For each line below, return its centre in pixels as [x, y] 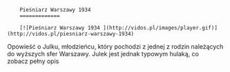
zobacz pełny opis [33, 61]
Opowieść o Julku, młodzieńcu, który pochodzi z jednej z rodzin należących [115, 47]
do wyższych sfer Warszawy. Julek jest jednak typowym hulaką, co [103, 54]
